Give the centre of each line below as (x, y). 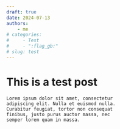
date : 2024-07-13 (28, 18)
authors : (17, 23)
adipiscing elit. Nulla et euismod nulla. (61, 104)
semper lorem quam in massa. (43, 120)
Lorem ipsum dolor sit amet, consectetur (60, 98)
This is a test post (52, 82)
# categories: (24, 35)
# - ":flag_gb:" (33, 46)
